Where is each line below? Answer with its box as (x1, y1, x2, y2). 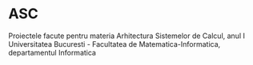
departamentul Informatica (8, 48, 96, 57)
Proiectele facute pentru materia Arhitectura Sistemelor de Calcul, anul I (8, 31, 246, 40)
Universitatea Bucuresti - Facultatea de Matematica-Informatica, (8, 39, 221, 48)
